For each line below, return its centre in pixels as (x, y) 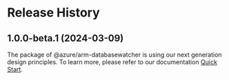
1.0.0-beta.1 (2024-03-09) (66, 38)
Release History (53, 13)
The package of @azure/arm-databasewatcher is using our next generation (114, 54)
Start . (15, 69)
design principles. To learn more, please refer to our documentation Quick (112, 62)
